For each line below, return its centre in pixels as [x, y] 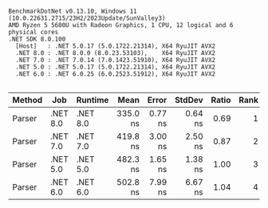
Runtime [93, 100]
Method [28, 100]
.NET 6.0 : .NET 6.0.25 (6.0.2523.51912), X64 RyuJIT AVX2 [116, 74]
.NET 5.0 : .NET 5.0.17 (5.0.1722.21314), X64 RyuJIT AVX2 [116, 67]
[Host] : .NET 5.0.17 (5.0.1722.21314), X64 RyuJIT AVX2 [116, 46]
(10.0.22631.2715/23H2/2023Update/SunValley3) [87, 18]
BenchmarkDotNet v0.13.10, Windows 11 [73, 11]
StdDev [189, 100]
